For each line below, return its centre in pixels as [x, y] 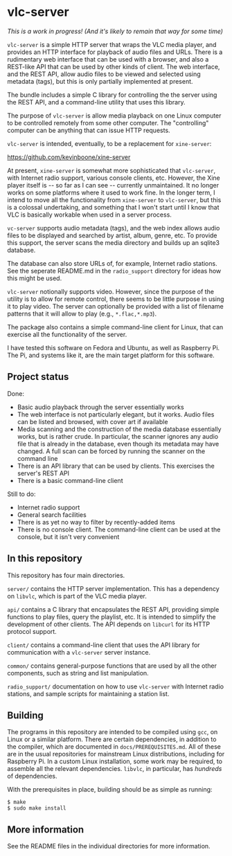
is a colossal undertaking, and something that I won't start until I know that [113, 207]
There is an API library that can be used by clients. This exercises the [116, 466]
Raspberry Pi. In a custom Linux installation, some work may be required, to [115, 761]
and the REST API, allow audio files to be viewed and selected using [104, 74]
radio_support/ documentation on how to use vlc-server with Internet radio [115, 686]
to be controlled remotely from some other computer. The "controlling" [108, 122]
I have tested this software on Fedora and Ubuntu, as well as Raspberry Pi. [114, 347]
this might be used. [35, 278]
